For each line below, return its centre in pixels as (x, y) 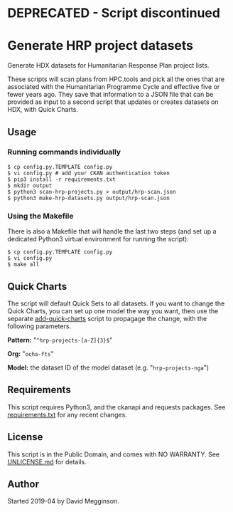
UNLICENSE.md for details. (47, 461)
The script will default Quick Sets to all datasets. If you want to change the (116, 303)
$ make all (23, 265)
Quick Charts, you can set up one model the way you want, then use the (113, 310)
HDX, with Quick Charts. (43, 110)
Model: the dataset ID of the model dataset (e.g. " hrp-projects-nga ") (108, 367)
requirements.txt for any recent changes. (67, 414)
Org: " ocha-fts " (31, 353)
